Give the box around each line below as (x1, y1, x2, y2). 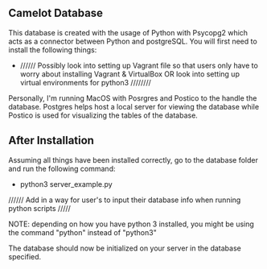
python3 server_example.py (19, 179, 113, 188)
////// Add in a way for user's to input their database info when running (8, 195, 241, 205)
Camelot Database (8, 6, 103, 20)
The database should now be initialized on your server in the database (8, 243, 241, 253)
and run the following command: (8, 163, 116, 173)
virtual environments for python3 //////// (19, 77, 151, 87)
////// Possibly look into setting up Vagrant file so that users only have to (19, 60, 259, 70)
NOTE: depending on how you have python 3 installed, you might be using (8, 219, 255, 229)
